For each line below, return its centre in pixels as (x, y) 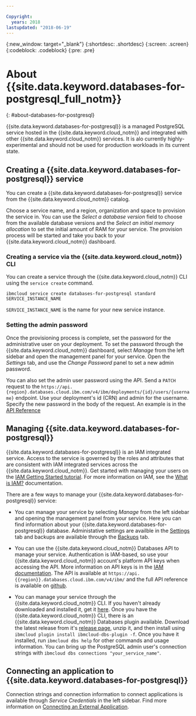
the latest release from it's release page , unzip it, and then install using (100, 628)
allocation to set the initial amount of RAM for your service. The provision (94, 229)
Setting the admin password (47, 325)
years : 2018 (26, 22)
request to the (23, 386)
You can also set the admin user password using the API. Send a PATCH (91, 380)
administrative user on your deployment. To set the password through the (94, 344)
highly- (176, 139)
